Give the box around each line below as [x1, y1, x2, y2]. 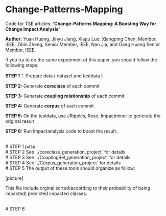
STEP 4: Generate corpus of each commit [5, 102, 94, 109]
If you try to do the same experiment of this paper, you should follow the [5, 56, 157, 62]
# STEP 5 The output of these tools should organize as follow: [5, 165, 135, 171]
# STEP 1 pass [5, 143, 36, 149]
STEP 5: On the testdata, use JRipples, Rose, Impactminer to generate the [5, 113, 161, 119]
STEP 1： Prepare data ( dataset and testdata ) [5, 73, 103, 79]
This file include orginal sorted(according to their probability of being [5, 185, 151, 191]
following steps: [5, 62, 39, 68]
